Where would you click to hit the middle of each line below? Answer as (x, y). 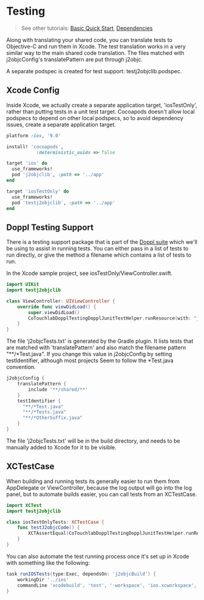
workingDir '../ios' (43, 580)
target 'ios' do (27, 163)
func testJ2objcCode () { (49, 528)
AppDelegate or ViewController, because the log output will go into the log (99, 487)
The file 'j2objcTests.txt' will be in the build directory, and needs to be (93, 441)
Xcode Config (33, 91)
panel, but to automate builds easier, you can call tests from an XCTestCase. (102, 494)
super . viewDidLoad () (54, 312)
